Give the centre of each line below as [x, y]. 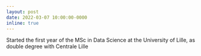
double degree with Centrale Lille [47, 46]
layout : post [23, 12]
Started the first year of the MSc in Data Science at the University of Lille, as [101, 40]
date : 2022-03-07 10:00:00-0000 [47, 17]
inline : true [23, 23]
